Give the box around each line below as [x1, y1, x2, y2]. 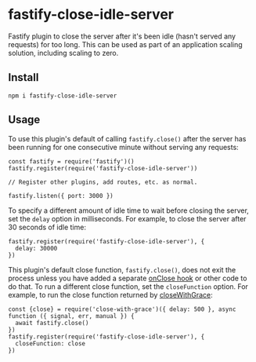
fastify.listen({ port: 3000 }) [8, 192, 114, 199]
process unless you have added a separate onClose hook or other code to [8, 273, 247, 283]
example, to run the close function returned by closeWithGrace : [8, 290, 213, 299]
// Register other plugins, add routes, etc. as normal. [8, 178, 198, 186]
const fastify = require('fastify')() [8, 157, 135, 166]
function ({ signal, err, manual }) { [8, 312, 135, 320]
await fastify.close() [15, 319, 89, 327]
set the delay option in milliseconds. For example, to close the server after [8, 214, 247, 223]
